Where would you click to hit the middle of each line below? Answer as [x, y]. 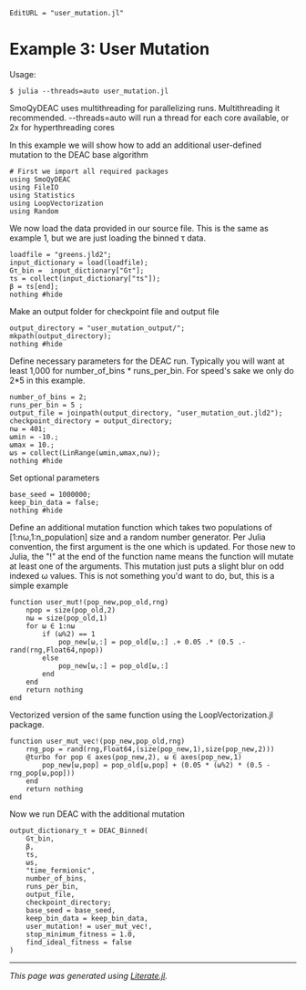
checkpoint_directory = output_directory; [91, 421]
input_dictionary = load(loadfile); [79, 263]
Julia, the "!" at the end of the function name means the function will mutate [152, 556]
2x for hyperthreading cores [62, 127]
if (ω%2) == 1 [69, 634]
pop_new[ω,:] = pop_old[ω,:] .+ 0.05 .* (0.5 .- [152, 642]
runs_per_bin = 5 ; [46, 405]
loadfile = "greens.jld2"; [61, 254]
